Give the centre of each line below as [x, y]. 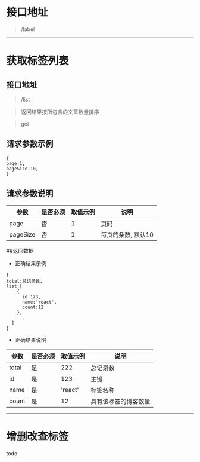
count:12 [33, 307]
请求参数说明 [30, 194]
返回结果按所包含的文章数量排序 [60, 112]
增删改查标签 [38, 436]
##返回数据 [20, 250]
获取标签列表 [38, 61]
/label [28, 29]
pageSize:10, [22, 169]
